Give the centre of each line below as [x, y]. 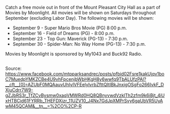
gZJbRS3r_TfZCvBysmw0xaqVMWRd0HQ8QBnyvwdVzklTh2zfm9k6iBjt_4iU [85, 95]
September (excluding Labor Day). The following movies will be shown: [79, 18]
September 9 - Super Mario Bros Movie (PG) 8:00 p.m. [70, 28]
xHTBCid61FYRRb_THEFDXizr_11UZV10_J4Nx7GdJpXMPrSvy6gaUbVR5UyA [84, 101]
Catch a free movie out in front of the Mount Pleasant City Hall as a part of [83, 7]
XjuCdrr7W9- [19, 90]
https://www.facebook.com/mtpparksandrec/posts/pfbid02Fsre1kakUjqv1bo [85, 74]
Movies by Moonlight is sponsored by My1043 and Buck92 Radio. [74, 54]
